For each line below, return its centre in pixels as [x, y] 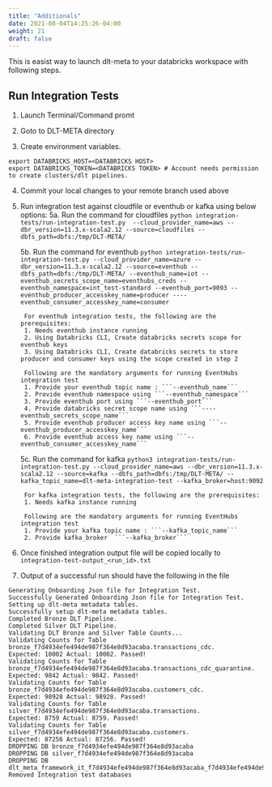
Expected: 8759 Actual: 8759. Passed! [74, 718]
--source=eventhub [156, 267]
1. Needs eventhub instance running [86, 331]
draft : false [30, 38]
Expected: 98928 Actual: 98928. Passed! [78, 697]
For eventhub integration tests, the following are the [120, 317]
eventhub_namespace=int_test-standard [85, 289]
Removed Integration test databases [70, 775]
